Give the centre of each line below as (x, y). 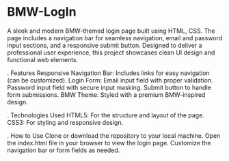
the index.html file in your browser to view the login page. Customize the (109, 143)
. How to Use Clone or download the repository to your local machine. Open (114, 135)
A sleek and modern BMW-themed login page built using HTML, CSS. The (111, 31)
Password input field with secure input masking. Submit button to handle (109, 87)
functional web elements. (43, 59)
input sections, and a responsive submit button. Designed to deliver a (105, 45)
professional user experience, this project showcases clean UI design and (111, 53)
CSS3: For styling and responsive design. (65, 122)
